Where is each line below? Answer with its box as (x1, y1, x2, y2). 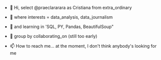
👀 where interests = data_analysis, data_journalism (9, 14, 113, 20)
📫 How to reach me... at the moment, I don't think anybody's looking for (9, 43, 157, 49)
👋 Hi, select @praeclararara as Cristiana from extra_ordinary (9, 5, 132, 10)
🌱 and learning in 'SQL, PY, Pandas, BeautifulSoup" (9, 24, 114, 30)
